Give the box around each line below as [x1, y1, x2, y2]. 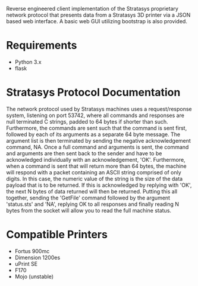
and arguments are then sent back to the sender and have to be [6, 149, 162, 157]
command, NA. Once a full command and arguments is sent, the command [6, 143, 189, 150]
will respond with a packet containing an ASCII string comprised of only [6, 168, 181, 176]
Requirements [6, 39, 77, 53]
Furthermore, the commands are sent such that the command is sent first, [6, 124, 187, 131]
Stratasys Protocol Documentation [6, 86, 181, 99]
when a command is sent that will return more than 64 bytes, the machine [6, 162, 187, 170]
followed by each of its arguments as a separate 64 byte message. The [6, 131, 180, 138]
